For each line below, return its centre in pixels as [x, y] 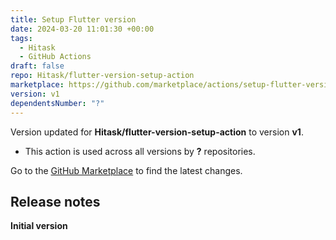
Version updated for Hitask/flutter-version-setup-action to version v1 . [157, 132]
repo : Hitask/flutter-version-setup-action [102, 76]
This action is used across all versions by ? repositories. [140, 151]
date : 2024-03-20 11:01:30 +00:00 [82, 29]
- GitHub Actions [55, 57]
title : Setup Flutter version [73, 19]
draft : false [37, 66]
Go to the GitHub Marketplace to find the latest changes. [126, 170]
